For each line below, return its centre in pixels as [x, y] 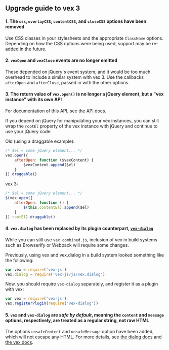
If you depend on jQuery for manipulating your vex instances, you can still [82, 121]
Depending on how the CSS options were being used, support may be [78, 43]
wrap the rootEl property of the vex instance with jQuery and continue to [81, 126]
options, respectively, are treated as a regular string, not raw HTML [77, 320]
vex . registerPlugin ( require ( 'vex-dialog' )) [52, 304]
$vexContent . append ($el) [50, 165]
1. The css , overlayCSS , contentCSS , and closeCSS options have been [76, 21]
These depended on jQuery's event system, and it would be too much [78, 72]
